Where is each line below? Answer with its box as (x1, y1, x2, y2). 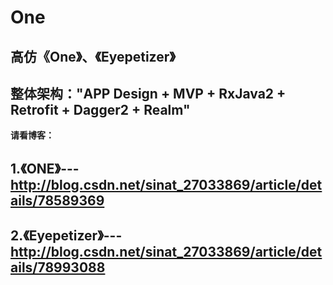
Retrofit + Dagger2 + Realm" (10, 101, 191, 118)
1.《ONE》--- (10, 160, 80, 177)
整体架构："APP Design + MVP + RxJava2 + (10, 85, 287, 102)
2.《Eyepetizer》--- (10, 227, 123, 245)
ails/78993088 (10, 259, 106, 276)
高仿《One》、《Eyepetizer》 (10, 48, 176, 65)
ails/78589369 (10, 192, 105, 209)
